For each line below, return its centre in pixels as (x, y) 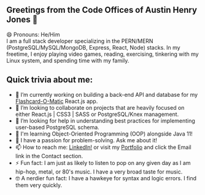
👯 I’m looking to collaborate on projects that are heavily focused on (100, 107)
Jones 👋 (22, 20)
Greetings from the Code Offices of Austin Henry (102, 10)
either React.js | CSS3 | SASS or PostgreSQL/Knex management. (97, 114)
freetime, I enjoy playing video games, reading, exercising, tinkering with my (102, 54)
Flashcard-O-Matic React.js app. (56, 101)
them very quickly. (39, 185)
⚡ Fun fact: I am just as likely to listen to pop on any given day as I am (103, 162)
